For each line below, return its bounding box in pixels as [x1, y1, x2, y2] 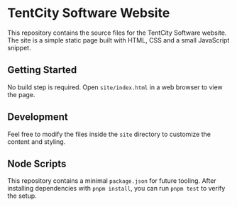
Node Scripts [7, 157, 67, 169]
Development [7, 111, 69, 123]
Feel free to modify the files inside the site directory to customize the [7, 130, 211, 138]
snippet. [7, 43, 31, 52]
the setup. [7, 191, 37, 200]
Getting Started [7, 64, 77, 76]
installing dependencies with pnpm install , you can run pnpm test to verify [7, 184, 226, 193]
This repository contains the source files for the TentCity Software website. [7, 28, 227, 37]
